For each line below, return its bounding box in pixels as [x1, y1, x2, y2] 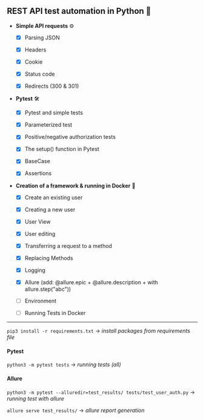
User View [24, 218, 51, 225]
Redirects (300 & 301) [24, 82, 79, 90]
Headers [24, 46, 47, 53]
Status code [24, 70, 55, 78]
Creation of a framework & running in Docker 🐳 [15, 182, 136, 189]
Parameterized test [24, 121, 73, 128]
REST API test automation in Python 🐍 [7, 6, 151, 16]
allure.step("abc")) [24, 285, 71, 293]
